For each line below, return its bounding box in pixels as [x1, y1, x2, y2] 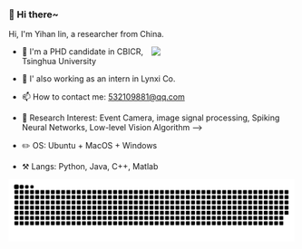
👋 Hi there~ [8, 8, 60, 21]
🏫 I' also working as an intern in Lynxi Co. [21, 73, 176, 84]
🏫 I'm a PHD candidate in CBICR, [21, 46, 144, 57]
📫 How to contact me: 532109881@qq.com [21, 91, 185, 102]
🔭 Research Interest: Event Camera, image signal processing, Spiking [21, 112, 280, 123]
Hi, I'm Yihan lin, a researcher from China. [8, 29, 164, 40]
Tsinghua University [21, 56, 97, 67]
